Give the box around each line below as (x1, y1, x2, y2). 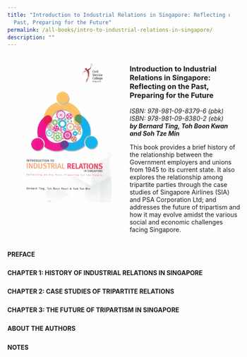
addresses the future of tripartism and (129, 202, 241, 211)
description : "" (7, 34, 55, 41)
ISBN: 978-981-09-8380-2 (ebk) (129, 114, 224, 123)
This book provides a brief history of (129, 143, 236, 151)
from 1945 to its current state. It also (129, 165, 235, 174)
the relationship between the (129, 150, 213, 159)
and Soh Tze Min (129, 129, 180, 138)
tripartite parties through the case (129, 180, 228, 188)
